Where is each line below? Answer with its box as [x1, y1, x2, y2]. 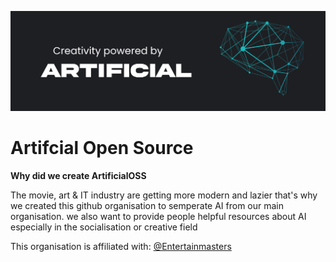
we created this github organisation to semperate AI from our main [10, 199, 285, 211]
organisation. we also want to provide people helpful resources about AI [10, 210, 307, 222]
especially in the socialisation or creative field [10, 221, 198, 233]
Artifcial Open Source [10, 137, 194, 160]
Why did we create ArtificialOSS [10, 169, 147, 181]
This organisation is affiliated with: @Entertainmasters [10, 240, 232, 252]
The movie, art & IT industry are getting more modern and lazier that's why [10, 189, 318, 201]
